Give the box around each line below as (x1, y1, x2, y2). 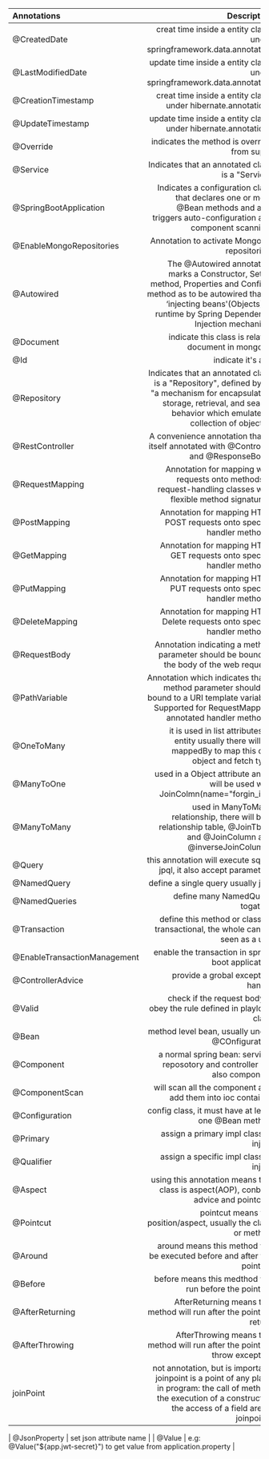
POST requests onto (164, 517, 241, 527)
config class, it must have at (147, 1105, 253, 1116)
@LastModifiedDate (12, 67, 87, 78)
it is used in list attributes (169, 725, 263, 736)
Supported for (153, 702, 207, 713)
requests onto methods (176, 474, 264, 484)
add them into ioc (169, 1092, 235, 1103)
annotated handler (166, 713, 236, 723)
